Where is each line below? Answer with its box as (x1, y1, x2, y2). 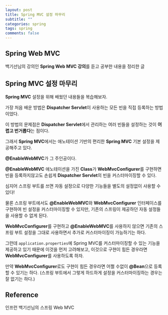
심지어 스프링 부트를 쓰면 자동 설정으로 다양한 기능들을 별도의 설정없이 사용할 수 (5, 183, 161, 189)
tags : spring (5, 26, 33, 31)
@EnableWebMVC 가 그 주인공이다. (5, 155, 77, 161)
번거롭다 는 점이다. (14, 128, 50, 134)
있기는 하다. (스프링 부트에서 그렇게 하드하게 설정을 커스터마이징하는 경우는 (16, 269, 162, 275)
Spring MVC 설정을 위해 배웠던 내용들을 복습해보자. (5, 93, 108, 99)
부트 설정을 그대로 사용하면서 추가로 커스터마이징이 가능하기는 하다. (14, 229, 146, 235)
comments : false (5, 31, 39, 36)
